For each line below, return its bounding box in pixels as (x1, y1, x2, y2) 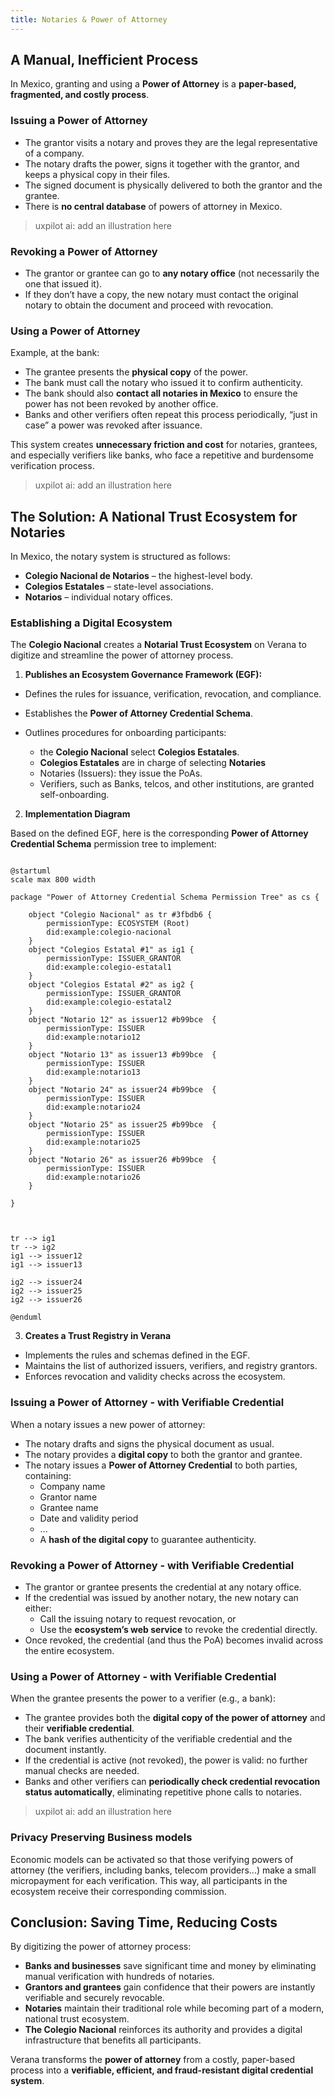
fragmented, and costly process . (10, 89, 150, 101)
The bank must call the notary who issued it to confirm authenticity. (24, 377, 303, 389)
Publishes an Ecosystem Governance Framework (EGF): (24, 669, 263, 681)
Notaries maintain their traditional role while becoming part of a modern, (24, 2002, 325, 2015)
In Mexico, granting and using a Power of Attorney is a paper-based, (10, 78, 297, 90)
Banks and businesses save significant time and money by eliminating (24, 1960, 317, 1972)
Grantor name (39, 1491, 98, 1503)
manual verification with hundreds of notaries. (24, 1971, 215, 1983)
